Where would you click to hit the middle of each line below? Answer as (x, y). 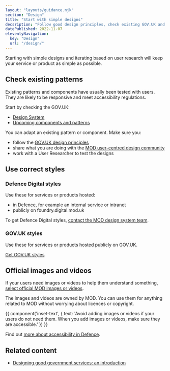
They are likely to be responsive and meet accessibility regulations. (76, 97)
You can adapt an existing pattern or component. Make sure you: (73, 132)
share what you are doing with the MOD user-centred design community (89, 148)
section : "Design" (25, 15)
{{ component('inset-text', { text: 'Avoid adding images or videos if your (80, 314)
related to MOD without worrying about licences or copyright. (70, 304)
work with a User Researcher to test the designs (63, 153)
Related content (31, 350)
